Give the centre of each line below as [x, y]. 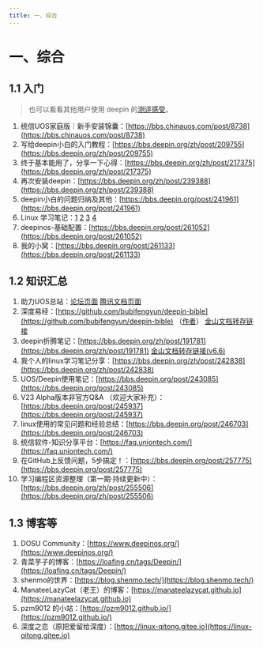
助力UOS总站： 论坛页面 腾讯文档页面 [81, 302]
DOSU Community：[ [55, 544]
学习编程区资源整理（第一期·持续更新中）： [89, 479]
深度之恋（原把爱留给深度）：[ [68, 627]
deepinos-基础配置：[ [56, 227]
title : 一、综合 [33, 15]
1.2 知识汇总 [38, 281]
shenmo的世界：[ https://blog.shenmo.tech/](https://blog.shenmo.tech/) [137, 580]
